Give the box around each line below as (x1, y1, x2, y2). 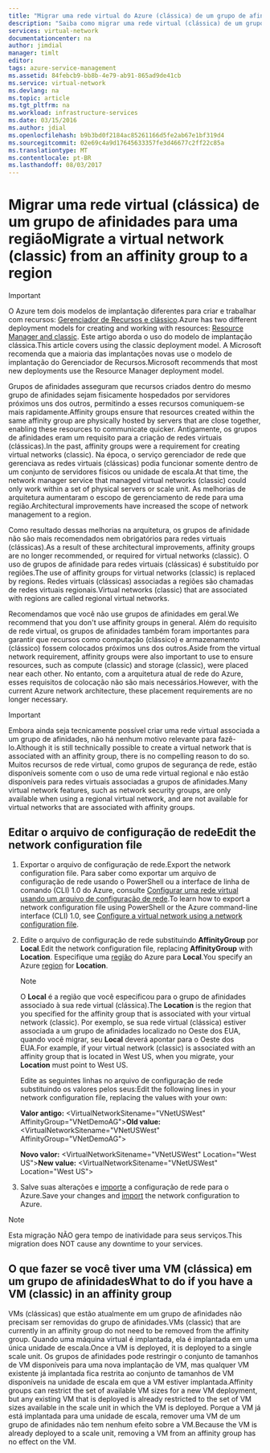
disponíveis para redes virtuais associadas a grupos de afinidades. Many (8, 777, 247, 787)
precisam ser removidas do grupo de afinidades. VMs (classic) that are (8, 1317, 241, 1327)
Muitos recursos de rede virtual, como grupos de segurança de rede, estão (8, 760, 257, 770)
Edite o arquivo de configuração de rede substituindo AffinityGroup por (19, 935, 259, 944)
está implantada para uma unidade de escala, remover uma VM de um (8, 1411, 241, 1421)
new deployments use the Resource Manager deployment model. (8, 366, 224, 376)
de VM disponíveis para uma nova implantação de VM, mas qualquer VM (8, 1360, 249, 1369)
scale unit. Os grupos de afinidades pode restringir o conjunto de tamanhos (8, 1351, 259, 1361)
